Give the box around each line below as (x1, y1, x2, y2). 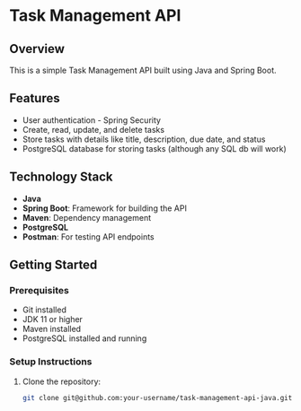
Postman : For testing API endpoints (22, 231, 155, 242)
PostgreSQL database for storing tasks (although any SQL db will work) (22, 143, 288, 153)
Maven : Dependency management (22, 212, 151, 223)
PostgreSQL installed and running (22, 333, 147, 344)
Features (9, 91, 60, 106)
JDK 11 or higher (22, 314, 84, 325)
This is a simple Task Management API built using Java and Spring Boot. (9, 65, 277, 75)
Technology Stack (9, 170, 113, 185)
